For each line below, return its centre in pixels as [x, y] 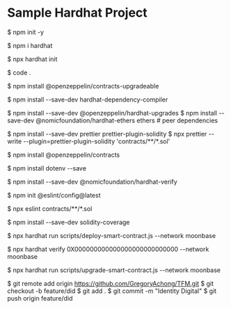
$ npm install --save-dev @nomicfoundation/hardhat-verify [92, 182]
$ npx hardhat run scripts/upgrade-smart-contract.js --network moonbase [114, 270]
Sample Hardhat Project [77, 13]
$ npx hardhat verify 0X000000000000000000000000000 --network [108, 249]
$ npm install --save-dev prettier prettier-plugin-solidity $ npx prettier [107, 134]
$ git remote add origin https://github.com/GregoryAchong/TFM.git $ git [111, 283]
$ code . [19, 72]
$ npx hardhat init [32, 59]
